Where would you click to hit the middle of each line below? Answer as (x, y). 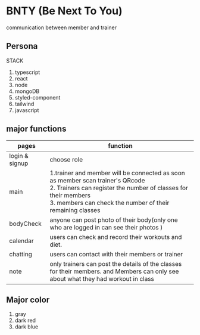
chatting (21, 254)
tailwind (24, 104)
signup (19, 163)
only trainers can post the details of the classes (116, 263)
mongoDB (27, 91)
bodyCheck (25, 224)
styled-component (37, 97)
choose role (66, 159)
